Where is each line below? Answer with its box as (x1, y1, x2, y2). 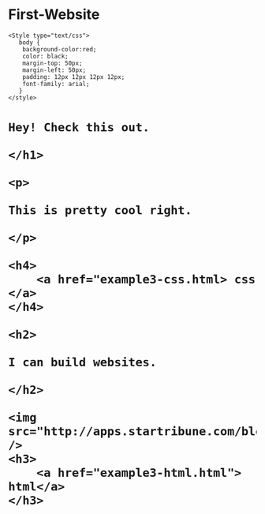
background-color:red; (22, 45, 97, 53)
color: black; (22, 52, 69, 60)
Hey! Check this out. (8, 120, 150, 135)
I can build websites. (8, 355, 157, 370)
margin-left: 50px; (22, 66, 87, 74)
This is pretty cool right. (8, 203, 192, 218)
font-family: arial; (22, 80, 90, 88)
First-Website (8, 6, 100, 24)
